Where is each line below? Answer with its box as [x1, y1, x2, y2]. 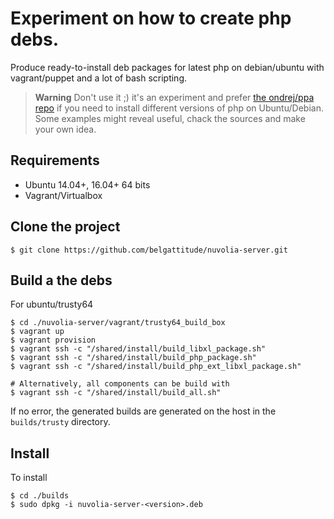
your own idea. [34, 123, 97, 135]
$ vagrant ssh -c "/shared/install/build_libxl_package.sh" [10, 344, 267, 354]
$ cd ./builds [10, 491, 70, 501]
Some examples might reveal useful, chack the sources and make [34, 112, 306, 124]
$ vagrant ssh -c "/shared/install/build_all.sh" [10, 388, 222, 398]
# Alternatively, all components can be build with [10, 379, 230, 389]
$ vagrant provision [10, 335, 97, 346]
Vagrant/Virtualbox [24, 189, 103, 201]
